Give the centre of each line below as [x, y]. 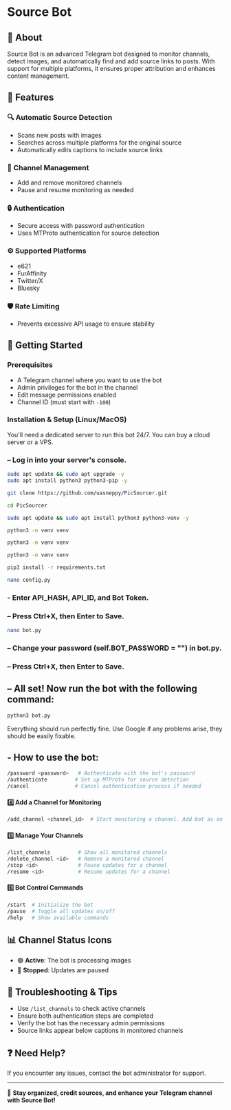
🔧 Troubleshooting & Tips [63, 992]
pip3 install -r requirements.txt [57, 568]
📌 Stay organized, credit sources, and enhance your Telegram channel [110, 1093]
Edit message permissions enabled [67, 395]
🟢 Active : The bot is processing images [74, 961]
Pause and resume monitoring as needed [75, 189]
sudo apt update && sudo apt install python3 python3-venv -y [98, 518]
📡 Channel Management [48, 167]
